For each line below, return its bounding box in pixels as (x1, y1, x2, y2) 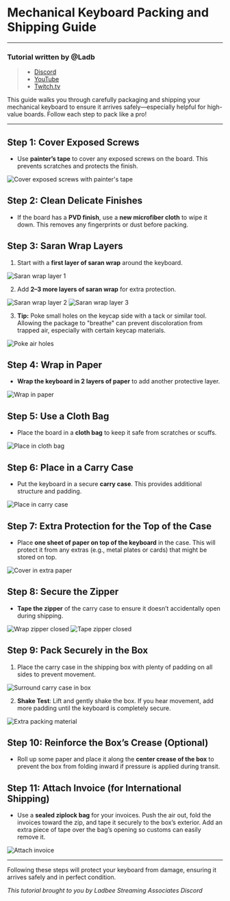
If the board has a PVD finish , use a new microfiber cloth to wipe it (16, 213, 207, 221)
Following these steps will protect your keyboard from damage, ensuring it (7, 866, 217, 874)
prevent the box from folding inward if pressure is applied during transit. (16, 762, 220, 771)
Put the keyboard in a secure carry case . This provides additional (16, 480, 202, 488)
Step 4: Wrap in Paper (7, 359, 103, 371)
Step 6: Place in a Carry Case (7, 461, 133, 473)
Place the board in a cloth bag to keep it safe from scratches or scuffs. (16, 429, 217, 437)
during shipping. (16, 611, 64, 620)
